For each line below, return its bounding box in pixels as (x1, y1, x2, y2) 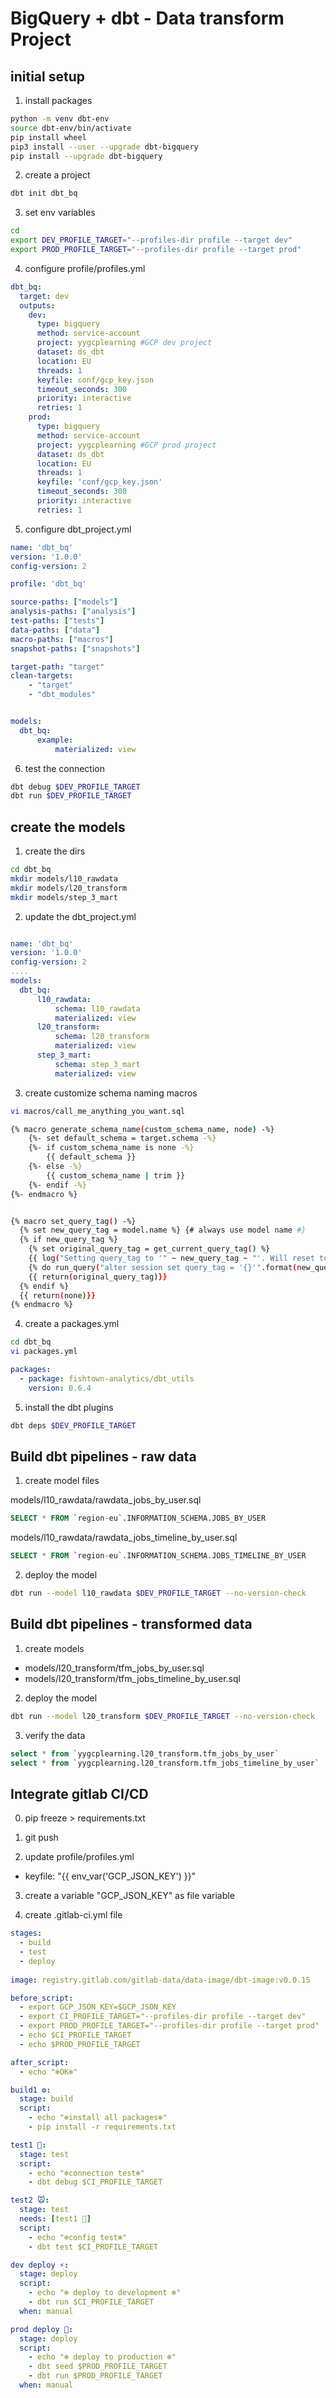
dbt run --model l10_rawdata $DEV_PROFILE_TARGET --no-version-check (10, 1588, 307, 1599)
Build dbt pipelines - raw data (10, 1448, 197, 1465)
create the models (10, 818, 126, 836)
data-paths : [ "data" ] (10, 625, 101, 635)
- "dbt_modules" (28, 690, 97, 700)
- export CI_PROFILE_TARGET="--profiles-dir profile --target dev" (19, 2012, 307, 2022)
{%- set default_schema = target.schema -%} (28, 1133, 217, 1144)
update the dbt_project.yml (24, 910, 137, 922)
